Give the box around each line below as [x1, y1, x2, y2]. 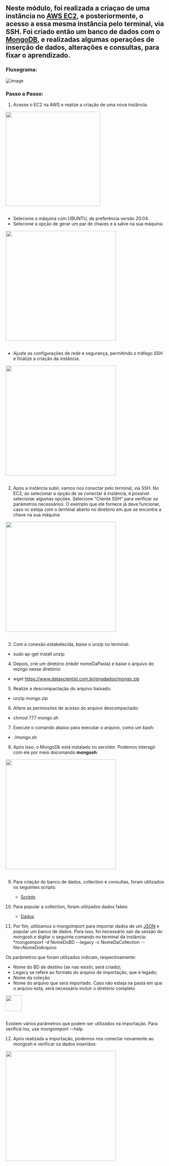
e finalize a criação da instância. [13, 355, 80, 362]
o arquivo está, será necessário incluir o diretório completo [13, 985, 135, 991]
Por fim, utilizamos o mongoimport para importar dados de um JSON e [13, 923, 160, 929]
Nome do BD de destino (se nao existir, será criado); [13, 964, 122, 970]
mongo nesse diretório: [13, 666, 62, 672]
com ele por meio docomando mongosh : [13, 749, 99, 755]
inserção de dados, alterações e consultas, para [6, 43, 159, 52]
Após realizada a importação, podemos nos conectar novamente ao [13, 1035, 154, 1041]
